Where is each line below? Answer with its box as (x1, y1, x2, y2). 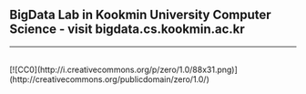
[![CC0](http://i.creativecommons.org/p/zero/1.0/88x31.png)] (9, 64, 239, 75)
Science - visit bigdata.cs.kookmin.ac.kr (9, 22, 246, 37)
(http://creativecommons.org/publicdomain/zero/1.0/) (9, 73, 209, 85)
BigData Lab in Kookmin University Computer (9, 7, 271, 23)
